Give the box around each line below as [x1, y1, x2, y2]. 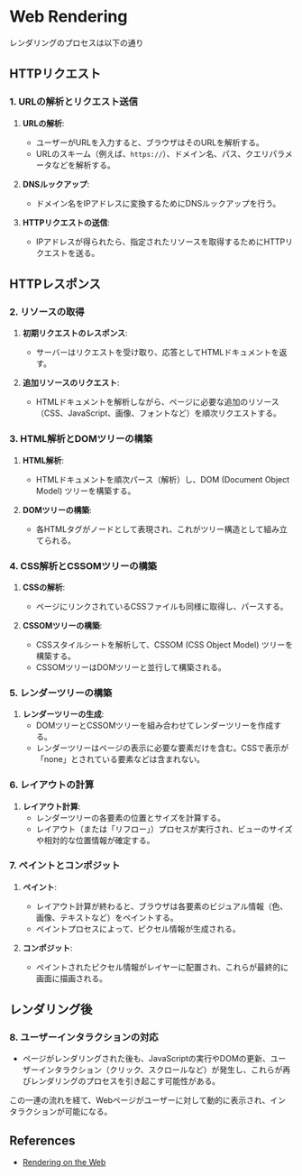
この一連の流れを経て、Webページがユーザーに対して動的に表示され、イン [9, 1095, 287, 1106]
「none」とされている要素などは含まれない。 [35, 754, 206, 765]
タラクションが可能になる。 [9, 1107, 113, 1117]
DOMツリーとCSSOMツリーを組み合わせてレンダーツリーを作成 [35, 720, 274, 731]
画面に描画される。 [35, 972, 108, 984]
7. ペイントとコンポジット [9, 859, 121, 872]
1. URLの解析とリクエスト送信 [9, 96, 138, 108]
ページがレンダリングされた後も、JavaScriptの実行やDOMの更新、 [22, 1053, 270, 1064]
